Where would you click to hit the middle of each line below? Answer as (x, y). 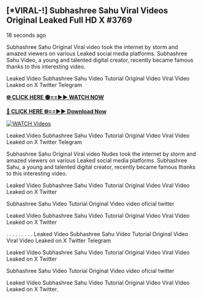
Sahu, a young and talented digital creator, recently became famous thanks (101, 167)
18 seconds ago (26, 35)
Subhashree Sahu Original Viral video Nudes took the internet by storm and (101, 154)
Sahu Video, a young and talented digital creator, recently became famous (100, 60)
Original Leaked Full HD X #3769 (69, 21)
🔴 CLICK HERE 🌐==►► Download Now (57, 111)
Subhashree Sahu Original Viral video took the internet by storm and (92, 47)
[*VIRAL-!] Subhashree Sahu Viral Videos (87, 11)
